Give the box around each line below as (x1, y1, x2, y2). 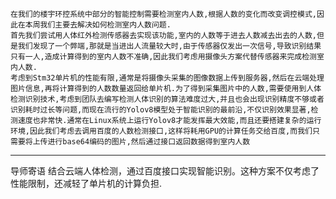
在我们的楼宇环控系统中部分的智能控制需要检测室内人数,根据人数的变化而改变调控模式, (10, 9, 317, 19)
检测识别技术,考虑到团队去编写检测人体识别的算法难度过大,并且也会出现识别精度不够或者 (10, 94, 325, 104)
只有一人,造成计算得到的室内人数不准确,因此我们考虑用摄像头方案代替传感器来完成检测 (10, 52, 317, 62)
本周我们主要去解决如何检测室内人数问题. (24, 20, 172, 30)
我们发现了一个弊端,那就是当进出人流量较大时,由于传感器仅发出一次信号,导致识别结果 (17, 41, 322, 51)
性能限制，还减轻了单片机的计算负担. (10, 178, 163, 189)
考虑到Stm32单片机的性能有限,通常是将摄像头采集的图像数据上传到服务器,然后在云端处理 (10, 73, 325, 83)
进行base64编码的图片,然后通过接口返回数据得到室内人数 (47, 137, 251, 147)
